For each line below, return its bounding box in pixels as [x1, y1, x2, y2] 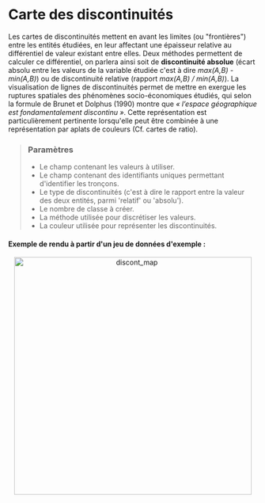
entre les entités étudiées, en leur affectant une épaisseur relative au [8, 40, 232, 49]
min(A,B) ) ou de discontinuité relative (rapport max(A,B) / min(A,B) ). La [8, 74, 240, 83]
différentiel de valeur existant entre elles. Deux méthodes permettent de [8, 48, 243, 58]
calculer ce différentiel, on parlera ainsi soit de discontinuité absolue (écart [8, 57, 256, 67]
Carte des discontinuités [8, 6, 174, 24]
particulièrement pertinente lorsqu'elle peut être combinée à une [8, 116, 219, 125]
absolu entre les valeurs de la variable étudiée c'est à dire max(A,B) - [8, 65, 234, 74]
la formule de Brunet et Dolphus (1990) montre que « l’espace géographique [8, 99, 257, 109]
